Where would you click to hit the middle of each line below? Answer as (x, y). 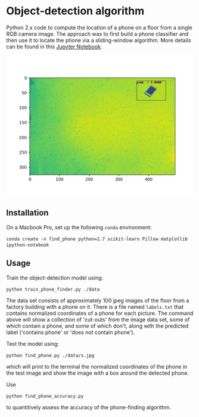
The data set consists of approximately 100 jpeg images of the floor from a (98, 301)
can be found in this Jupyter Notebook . (54, 47)
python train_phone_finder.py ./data (53, 289)
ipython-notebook (28, 245)
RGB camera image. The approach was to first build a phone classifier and (97, 33)
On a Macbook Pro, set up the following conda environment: (79, 227)
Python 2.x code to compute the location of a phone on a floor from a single (99, 27)
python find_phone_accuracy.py (45, 396)
